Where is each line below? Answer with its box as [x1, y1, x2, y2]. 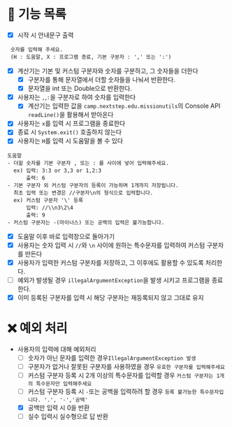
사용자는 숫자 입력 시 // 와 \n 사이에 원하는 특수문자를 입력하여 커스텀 [17, 240, 205, 249]
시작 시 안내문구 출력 [17, 31, 74, 39]
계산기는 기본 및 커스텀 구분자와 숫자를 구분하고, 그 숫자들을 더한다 [17, 67, 198, 75]
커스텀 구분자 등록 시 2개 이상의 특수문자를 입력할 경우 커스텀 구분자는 [27, 371, 214, 379]
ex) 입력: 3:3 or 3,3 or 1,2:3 [13, 167, 102, 174]
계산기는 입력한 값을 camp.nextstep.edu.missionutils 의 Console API [27, 102, 221, 110]
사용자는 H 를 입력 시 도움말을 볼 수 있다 [17, 137, 124, 145]
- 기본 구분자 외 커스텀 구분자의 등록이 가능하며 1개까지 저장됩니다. [7, 182, 180, 189]
